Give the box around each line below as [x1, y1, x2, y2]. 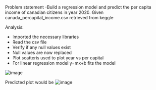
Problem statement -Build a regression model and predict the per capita [5, 4, 152, 10]
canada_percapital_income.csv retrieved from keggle [5, 15, 114, 20]
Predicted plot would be [5, 79, 54, 85]
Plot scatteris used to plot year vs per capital [12, 55, 104, 61]
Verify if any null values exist [12, 45, 71, 50]
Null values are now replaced [12, 49, 72, 55]
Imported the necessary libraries [12, 34, 79, 40]
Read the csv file [12, 39, 47, 45]
